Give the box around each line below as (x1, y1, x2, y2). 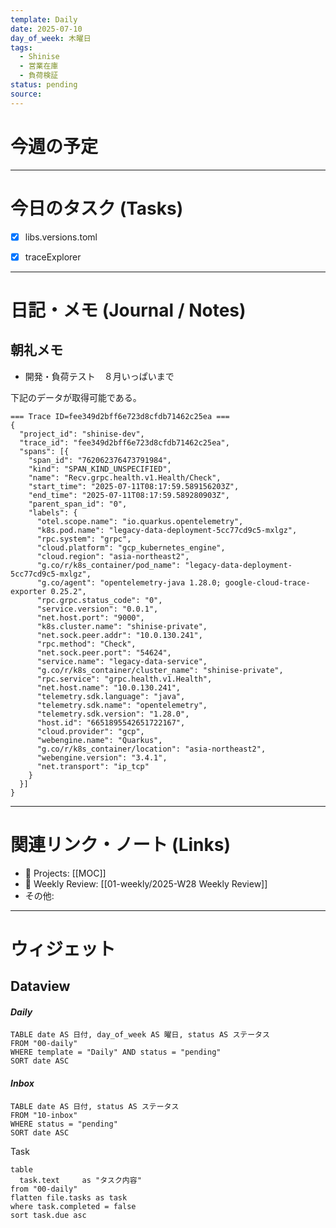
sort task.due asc (10, 1210, 87, 1220)
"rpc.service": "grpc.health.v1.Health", (36, 674, 213, 684)
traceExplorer (24, 251, 82, 263)
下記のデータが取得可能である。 (10, 391, 142, 403)
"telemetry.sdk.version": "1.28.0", (36, 709, 190, 719)
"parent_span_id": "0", (28, 499, 128, 509)
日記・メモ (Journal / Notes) (10, 299, 247, 321)
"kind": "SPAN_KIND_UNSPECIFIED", (28, 464, 172, 474)
